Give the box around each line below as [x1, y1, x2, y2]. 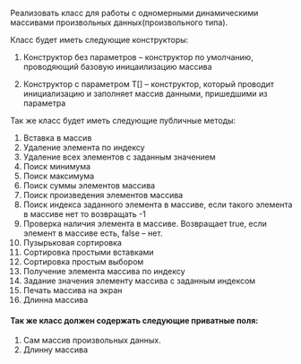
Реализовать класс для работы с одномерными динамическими [10, 8, 259, 18]
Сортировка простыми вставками [22, 247, 155, 257]
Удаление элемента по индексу [22, 143, 146, 152]
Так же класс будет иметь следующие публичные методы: [10, 116, 236, 126]
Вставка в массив [22, 133, 92, 143]
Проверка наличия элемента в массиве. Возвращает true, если [22, 219, 268, 229]
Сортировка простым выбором [22, 256, 144, 267]
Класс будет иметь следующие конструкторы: [10, 35, 189, 45]
